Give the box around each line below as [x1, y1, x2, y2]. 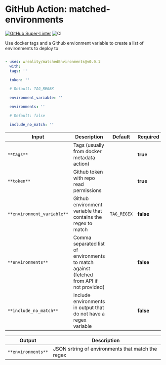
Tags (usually [73, 141, 105, 148]
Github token [73, 168, 103, 175]
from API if [73, 277, 98, 284]
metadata [73, 154, 95, 161]
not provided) [73, 284, 105, 291]
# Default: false [9, 113, 45, 119]
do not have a [73, 310, 105, 317]
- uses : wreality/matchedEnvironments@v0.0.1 [5, 59, 100, 64]
